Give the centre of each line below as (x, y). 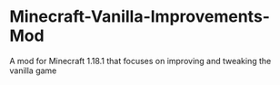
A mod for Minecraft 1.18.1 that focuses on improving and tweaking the (140, 61)
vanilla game (33, 71)
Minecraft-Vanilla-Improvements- (140, 17)
